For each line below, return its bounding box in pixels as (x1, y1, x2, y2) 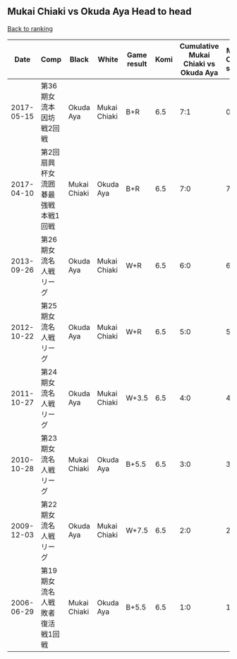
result (126, 59, 147, 69)
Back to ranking (7, 24, 53, 32)
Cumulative (179, 41, 219, 51)
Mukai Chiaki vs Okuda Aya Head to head (7, 6, 192, 18)
